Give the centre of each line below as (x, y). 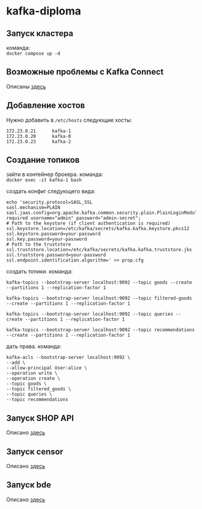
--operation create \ (33, 379)
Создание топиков (43, 160)
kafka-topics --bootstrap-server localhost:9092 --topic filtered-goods (99, 298)
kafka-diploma (44, 11)
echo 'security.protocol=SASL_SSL (50, 202)
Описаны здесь (26, 86)
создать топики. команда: (40, 272)
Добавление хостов (46, 106)
